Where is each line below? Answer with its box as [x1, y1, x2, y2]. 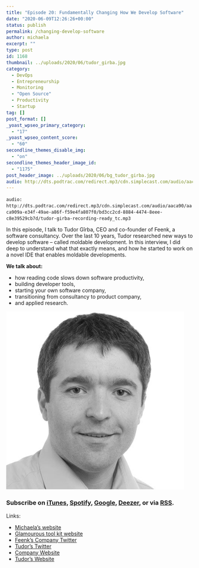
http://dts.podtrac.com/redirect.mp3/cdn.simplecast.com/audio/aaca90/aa [6, 203, 192, 209]
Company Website [14, 549, 60, 556]
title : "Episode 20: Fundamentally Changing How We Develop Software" [6, 9, 184, 15]
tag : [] [6, 110, 25, 116]
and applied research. [14, 300, 68, 307]
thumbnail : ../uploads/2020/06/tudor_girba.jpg [6, 59, 126, 65]
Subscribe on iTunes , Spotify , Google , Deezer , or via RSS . [6, 499, 175, 507]
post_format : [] [6, 116, 46, 122]
